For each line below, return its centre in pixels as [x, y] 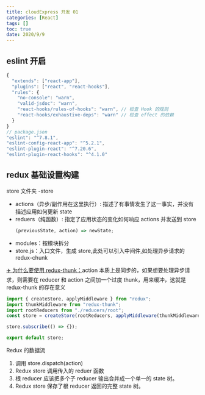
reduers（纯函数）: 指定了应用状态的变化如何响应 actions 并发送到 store [106, 219]
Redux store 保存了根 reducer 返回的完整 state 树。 [80, 386]
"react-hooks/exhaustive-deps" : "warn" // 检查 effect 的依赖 [95, 115]
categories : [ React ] [33, 18]
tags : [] [17, 23]
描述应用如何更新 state [44, 212]
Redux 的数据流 [26, 350]
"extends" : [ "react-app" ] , [46, 81]
